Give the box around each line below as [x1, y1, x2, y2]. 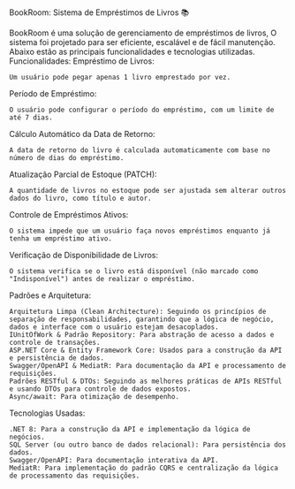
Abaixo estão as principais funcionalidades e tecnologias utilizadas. [9, 47, 255, 57]
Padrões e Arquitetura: [9, 290, 91, 301]
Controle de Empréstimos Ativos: [9, 210, 129, 219]
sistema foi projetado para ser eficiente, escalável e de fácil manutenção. [9, 37, 276, 47]
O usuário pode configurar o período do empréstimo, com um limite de [9, 105, 275, 114]
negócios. [9, 432, 46, 441]
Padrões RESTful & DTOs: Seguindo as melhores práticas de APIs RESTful [9, 377, 283, 386]
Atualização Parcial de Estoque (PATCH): [9, 169, 157, 180]
